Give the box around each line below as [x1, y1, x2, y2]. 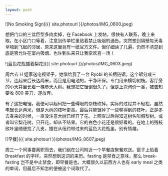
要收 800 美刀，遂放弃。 [5, 90, 56, 96]
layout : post [5, 7, 32, 12]
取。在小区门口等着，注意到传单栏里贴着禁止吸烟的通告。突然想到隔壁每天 [5, 37, 158, 43]
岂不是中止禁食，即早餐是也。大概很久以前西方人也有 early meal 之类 [20, 159, 163, 165]
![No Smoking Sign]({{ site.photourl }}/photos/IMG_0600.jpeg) [5, 21, 133, 27]
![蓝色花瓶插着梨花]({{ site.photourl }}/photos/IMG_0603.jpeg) [5, 60, 132, 66]
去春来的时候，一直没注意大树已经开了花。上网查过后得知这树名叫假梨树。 [5, 113, 158, 119]
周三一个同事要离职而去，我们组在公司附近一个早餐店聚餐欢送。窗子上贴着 [5, 147, 158, 153]
